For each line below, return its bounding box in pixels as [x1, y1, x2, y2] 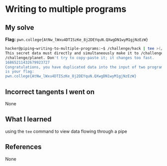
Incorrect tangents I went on [5, 87, 95, 96]
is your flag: [5, 69, 35, 74]
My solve [5, 23, 34, 32]
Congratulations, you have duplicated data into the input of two [5, 65, 146, 70]
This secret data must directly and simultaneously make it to [5, 51, 139, 56]
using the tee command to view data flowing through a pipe [5, 128, 128, 134]
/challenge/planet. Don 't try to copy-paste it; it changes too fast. [5, 55, 155, 60]
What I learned [5, 115, 52, 124]
